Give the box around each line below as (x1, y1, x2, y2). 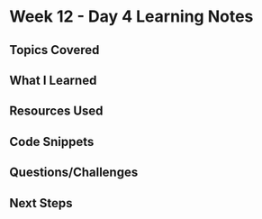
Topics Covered (9, 42, 100, 58)
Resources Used (9, 104, 104, 119)
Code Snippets (9, 133, 95, 150)
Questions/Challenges (9, 165, 139, 180)
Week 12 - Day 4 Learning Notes (9, 6, 254, 27)
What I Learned (9, 72, 97, 87)
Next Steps (9, 196, 73, 211)
